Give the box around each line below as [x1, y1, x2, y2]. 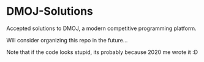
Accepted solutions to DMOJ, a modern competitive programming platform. [6, 25, 197, 32]
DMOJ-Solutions [6, 4, 93, 18]
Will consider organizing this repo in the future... [6, 36, 128, 44]
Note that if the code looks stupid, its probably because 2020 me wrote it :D [6, 48, 198, 56]
